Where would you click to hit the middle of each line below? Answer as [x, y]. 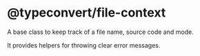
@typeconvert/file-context [87, 13]
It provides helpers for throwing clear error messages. [84, 45]
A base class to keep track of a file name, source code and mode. [101, 32]
